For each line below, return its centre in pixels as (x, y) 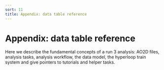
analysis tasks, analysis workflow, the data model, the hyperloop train (76, 57)
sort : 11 (14, 10)
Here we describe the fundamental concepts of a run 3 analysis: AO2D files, (82, 52)
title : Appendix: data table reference (46, 14)
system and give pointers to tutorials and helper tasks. (60, 62)
